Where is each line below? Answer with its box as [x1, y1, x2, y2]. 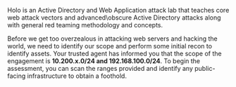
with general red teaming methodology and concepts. [7, 21, 163, 29]
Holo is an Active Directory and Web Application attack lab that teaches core [7, 6, 230, 14]
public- [194, 65, 216, 72]
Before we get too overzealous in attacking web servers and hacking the [7, 34, 218, 43]
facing [7, 72, 26, 80]
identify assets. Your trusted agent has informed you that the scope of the [7, 49, 222, 58]
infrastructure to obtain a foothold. [27, 72, 127, 80]
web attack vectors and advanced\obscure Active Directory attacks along [7, 13, 221, 22]
